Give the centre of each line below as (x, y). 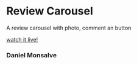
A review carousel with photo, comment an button (69, 28)
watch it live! (22, 39)
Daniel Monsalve (31, 55)
